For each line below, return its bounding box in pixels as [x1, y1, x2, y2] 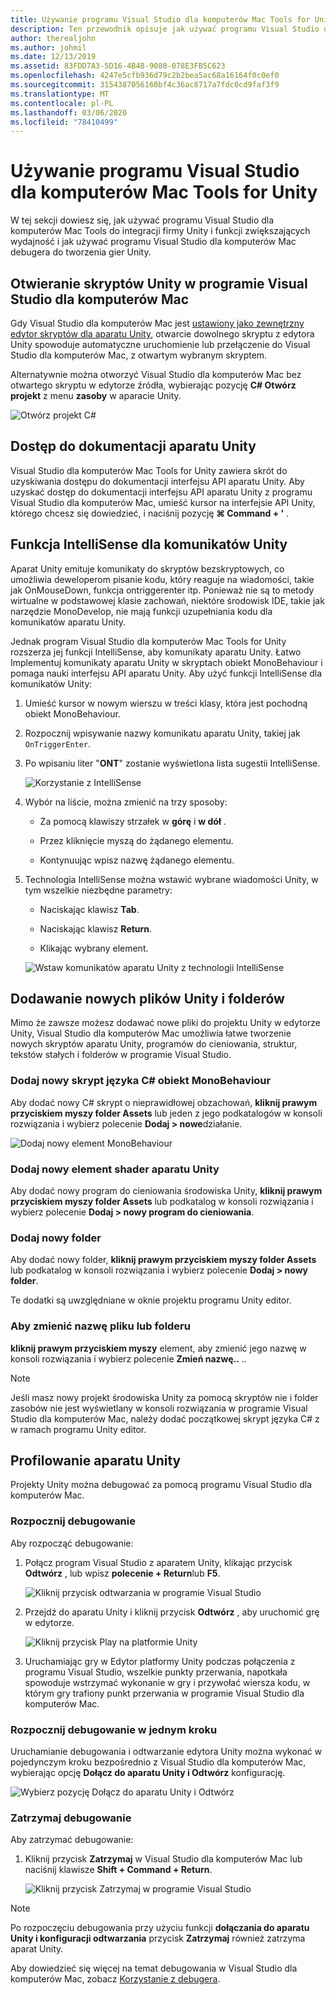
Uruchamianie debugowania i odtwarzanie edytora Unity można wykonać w [10, 1746, 323, 1758]
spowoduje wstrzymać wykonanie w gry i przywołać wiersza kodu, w [24, 1676, 311, 1688]
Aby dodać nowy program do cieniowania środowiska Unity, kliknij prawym [10, 1185, 323, 1197]
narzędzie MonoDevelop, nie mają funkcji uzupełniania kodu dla [10, 605, 273, 617]
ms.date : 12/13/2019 [10, 52, 97, 62]
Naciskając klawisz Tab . [39, 903, 140, 915]
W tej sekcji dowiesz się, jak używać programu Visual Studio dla [10, 214, 275, 226]
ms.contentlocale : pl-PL [10, 98, 114, 108]
